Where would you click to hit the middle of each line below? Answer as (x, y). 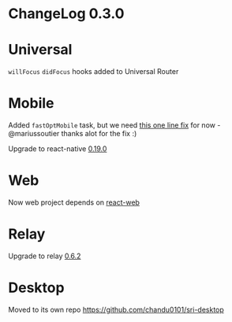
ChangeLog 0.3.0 (66, 14)
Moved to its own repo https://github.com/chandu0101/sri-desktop (116, 309)
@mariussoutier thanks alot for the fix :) (73, 134)
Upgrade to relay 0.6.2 (45, 256)
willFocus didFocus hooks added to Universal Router (94, 72)
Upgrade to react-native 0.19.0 (58, 149)
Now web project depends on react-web (74, 202)
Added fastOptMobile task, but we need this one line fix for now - (114, 125)
